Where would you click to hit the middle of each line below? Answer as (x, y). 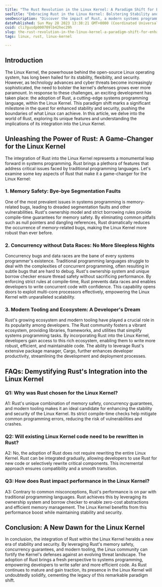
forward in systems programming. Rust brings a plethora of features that (77, 163)
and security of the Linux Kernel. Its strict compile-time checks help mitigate (81, 414)
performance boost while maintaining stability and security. (64, 512)
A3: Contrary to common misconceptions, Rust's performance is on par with (81, 492)
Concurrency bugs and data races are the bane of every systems (70, 256)
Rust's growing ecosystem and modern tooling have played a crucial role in (80, 320)
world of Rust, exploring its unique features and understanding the (71, 118)
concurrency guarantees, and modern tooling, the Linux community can (76, 549)
